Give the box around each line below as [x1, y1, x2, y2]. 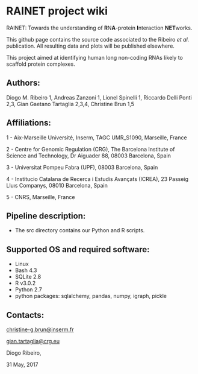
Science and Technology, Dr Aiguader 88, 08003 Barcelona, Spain [6, 152, 172, 159]
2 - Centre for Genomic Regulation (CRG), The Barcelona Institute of [6, 145, 175, 153]
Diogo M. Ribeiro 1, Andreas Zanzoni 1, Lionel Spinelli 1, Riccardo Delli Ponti [6, 93, 192, 101]
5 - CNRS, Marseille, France [6, 193, 75, 200]
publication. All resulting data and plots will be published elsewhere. [6, 42, 175, 49]
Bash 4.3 [14, 267, 37, 274]
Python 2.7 [14, 286, 42, 293]
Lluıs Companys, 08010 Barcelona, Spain [6, 182, 108, 189]
